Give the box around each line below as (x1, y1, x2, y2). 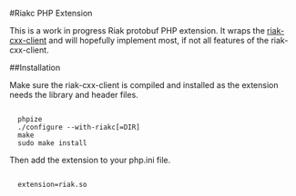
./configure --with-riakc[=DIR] (17, 122, 141, 132)
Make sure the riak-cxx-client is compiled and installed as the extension (9, 80, 280, 90)
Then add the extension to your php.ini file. (9, 154, 171, 165)
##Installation (9, 63, 61, 73)
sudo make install (17, 139, 88, 148)
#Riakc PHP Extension (9, 8, 93, 18)
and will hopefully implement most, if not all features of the (48, 35, 270, 45)
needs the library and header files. (9, 90, 138, 100)
